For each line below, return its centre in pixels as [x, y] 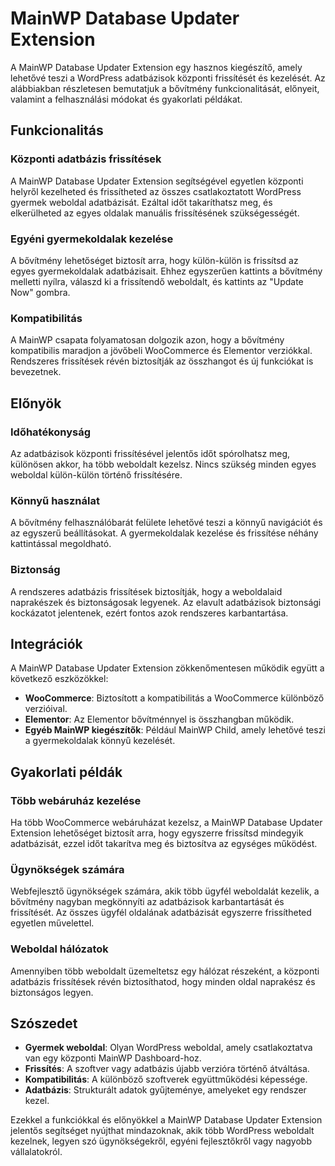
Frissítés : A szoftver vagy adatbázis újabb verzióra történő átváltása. [167, 1069]
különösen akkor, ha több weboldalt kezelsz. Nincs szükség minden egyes [163, 464]
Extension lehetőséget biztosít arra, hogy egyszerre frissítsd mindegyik [157, 833]
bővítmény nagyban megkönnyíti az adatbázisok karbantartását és [147, 902]
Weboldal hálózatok [59, 949]
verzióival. [46, 709]
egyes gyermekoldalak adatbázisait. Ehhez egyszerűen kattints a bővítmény [166, 271]
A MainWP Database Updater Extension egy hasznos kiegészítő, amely [156, 67]
